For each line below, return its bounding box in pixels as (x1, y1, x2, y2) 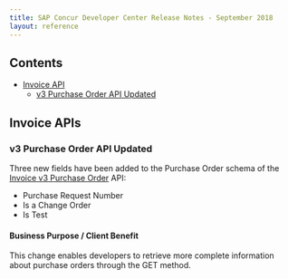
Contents (9, 55, 63, 71)
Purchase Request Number (22, 190, 124, 200)
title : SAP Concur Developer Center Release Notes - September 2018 (9, 13, 274, 23)
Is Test (22, 209, 48, 220)
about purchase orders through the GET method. (9, 260, 192, 271)
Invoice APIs (9, 115, 82, 130)
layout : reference (9, 22, 79, 31)
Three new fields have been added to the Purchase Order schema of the (9, 163, 280, 173)
